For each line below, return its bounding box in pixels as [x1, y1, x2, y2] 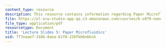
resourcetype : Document [5, 25, 54, 30]
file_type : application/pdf [5, 21, 63, 26]
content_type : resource [5, 7, 54, 12]
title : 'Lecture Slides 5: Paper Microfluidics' [5, 30, 107, 35]
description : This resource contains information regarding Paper [5, 12, 145, 17]
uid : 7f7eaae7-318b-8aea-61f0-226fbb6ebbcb [5, 35, 96, 40]
